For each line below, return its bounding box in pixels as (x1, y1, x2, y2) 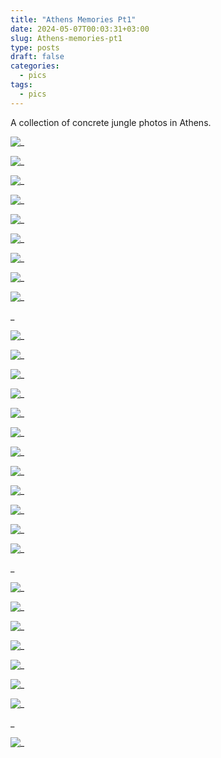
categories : (10, 61, 60, 71)
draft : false (10, 52, 65, 62)
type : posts (10, 42, 60, 53)
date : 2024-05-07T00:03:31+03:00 (10, 24, 150, 34)
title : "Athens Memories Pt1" (10, 14, 137, 25)
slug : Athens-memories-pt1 (10, 33, 123, 43)
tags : (10, 80, 33, 90)
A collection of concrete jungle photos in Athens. (10, 116, 212, 128)
